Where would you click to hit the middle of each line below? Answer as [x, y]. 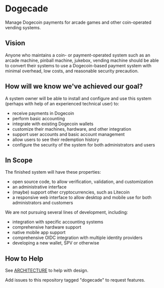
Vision [15, 43]
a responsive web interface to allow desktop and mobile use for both [82, 197]
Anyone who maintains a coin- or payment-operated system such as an [78, 55]
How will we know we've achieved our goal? [74, 86]
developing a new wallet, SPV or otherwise [56, 243]
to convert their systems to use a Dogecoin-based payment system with [78, 65]
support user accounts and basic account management [68, 134]
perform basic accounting [38, 118]
